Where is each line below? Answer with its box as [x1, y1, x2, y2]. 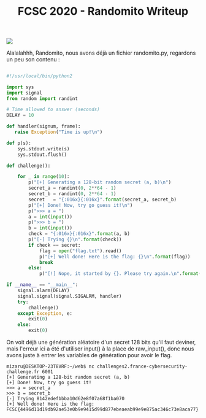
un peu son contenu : [6, 55, 60, 63]
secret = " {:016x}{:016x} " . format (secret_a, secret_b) [28, 196, 177, 203]
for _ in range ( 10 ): [17, 174, 70, 180]
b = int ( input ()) [28, 225, 72, 231]
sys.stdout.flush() [17, 152, 67, 158]
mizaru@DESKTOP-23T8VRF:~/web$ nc [6, 363, 95, 370]
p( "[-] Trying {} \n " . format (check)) [28, 236, 122, 243]
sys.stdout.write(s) [17, 145, 70, 152]
